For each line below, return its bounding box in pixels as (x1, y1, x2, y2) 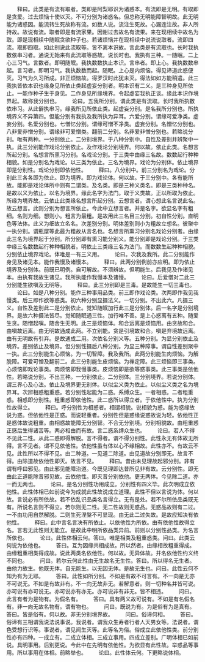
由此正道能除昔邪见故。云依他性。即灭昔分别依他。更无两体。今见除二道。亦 (6, 473, 199, 480)
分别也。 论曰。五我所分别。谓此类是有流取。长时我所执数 (38, 97, 195, 104)
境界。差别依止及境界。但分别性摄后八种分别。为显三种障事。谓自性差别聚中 (6, 343, 199, 349)
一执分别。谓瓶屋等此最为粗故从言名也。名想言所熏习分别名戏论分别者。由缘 (6, 227, 199, 235)
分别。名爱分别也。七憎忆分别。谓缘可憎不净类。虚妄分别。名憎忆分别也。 (11, 120, 199, 127)
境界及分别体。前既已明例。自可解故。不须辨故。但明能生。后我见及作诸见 (6, 266, 193, 273)
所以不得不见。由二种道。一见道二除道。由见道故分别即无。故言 (27, 450, 188, 457)
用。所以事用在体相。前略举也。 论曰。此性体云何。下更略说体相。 (6, 649, 184, 656)
